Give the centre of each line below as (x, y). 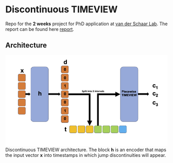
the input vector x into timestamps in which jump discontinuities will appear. (86, 155)
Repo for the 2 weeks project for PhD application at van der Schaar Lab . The (86, 24)
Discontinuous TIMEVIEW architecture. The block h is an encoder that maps (86, 150)
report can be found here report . (40, 29)
